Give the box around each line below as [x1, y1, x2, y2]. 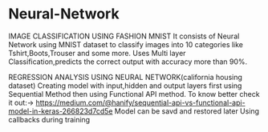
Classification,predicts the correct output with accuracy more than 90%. [8, 57, 248, 66]
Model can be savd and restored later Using [114, 106, 259, 116]
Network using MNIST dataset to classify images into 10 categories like [8, 39, 243, 49]
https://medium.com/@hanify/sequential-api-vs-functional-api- [35, 98, 246, 107]
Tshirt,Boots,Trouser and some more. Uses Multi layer [8, 48, 186, 58]
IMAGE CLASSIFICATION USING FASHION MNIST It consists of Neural [8, 31, 240, 41]
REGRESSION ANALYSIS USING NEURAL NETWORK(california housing [8, 72, 243, 82]
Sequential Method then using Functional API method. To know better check [8, 89, 260, 98]
